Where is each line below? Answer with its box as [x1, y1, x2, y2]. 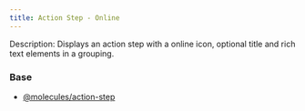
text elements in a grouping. [9, 47, 115, 59]
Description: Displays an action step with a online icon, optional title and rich [9, 38, 296, 49]
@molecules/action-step [22, 91, 116, 102]
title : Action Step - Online [9, 13, 120, 23]
